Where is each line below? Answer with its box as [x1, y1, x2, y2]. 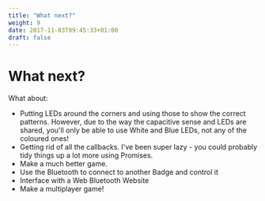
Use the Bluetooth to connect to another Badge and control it [19, 167, 219, 177]
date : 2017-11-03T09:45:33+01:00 [8, 26, 119, 34]
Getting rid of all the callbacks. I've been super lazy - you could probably [19, 143, 258, 152]
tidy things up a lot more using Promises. [19, 151, 153, 160]
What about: [8, 94, 49, 103]
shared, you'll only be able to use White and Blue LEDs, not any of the [19, 125, 248, 135]
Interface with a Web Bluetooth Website [19, 176, 150, 185]
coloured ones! [19, 134, 70, 143]
